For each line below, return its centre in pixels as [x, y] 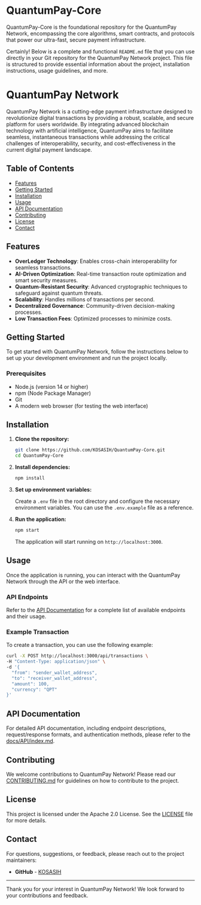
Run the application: [41, 519]
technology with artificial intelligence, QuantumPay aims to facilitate [90, 130]
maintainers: [22, 860]
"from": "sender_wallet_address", [54, 673]
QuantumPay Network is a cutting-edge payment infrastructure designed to [99, 111]
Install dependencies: [42, 467]
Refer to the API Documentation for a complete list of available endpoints [96, 610]
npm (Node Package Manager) [53, 393]
